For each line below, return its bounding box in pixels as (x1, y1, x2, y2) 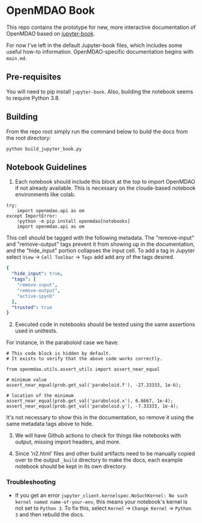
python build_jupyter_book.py (6, 146, 82, 152)
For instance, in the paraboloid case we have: (6, 339, 119, 346)
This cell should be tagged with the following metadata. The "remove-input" (6, 234, 194, 242)
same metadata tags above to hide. (6, 420, 94, 428)
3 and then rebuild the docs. (14, 510, 85, 518)
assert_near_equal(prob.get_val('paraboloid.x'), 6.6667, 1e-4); (6, 398, 173, 404)
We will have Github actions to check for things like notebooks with (14, 432, 182, 439)
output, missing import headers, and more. (14, 438, 121, 446)
